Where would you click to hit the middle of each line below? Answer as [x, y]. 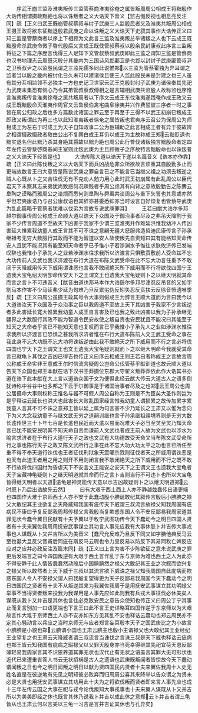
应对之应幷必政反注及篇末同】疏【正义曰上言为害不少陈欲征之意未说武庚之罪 [99, 549]
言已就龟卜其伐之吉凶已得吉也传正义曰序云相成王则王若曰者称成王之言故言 [96, 356]
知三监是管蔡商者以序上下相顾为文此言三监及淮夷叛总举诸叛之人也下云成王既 [99, 38]
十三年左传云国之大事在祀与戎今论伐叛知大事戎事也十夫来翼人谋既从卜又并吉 [99, 689]
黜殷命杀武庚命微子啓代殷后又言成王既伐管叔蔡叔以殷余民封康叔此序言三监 [96, 46]
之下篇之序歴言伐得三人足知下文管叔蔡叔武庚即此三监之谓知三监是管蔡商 [104, 53]
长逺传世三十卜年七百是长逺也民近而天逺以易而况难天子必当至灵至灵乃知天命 [99, 423]
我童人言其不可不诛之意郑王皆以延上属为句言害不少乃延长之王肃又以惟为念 [96, 408]
